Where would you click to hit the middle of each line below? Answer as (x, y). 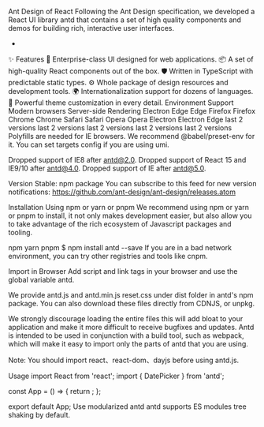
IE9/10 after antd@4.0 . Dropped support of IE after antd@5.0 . (107, 168)
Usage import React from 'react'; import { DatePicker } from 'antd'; (116, 376)
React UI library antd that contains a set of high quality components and (125, 20)
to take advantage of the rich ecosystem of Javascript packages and (120, 224)
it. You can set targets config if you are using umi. (89, 144)
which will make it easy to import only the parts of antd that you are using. (128, 344)
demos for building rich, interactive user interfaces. (91, 28)
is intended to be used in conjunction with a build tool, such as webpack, (126, 335)
